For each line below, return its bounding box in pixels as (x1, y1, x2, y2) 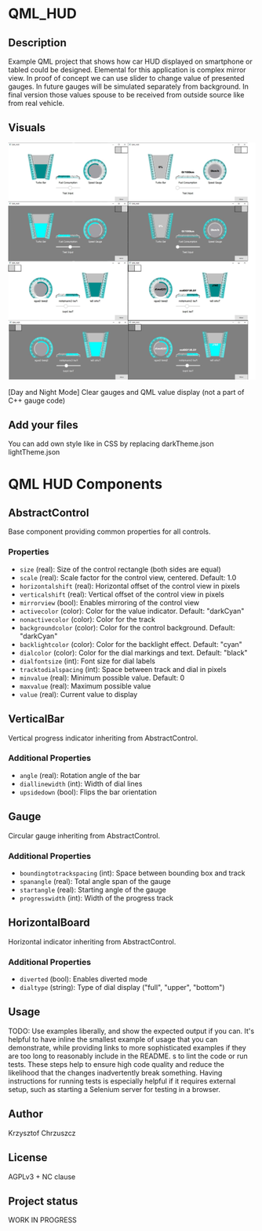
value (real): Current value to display (19, 689, 138, 699)
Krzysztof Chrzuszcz (8, 1128, 76, 1138)
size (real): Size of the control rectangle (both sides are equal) (19, 564, 221, 574)
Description (8, 36, 67, 49)
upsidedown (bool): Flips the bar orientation (19, 787, 157, 797)
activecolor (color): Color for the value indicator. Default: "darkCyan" (19, 606, 245, 615)
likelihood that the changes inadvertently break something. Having (8, 1068, 223, 1077)
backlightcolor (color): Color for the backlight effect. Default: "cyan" (19, 639, 243, 648)
